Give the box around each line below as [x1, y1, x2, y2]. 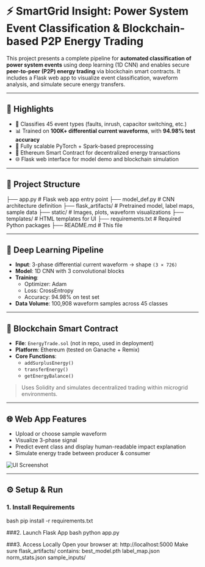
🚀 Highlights [6, 104, 54, 114]
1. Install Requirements [6, 503, 75, 511]
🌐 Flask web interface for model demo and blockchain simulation [15, 155, 179, 163]
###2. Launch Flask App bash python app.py [6, 529, 120, 536]
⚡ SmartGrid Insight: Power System [6, 4, 189, 18]
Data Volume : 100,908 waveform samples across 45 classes [15, 300, 168, 307]
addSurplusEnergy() [24, 360, 74, 367]
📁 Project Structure [6, 179, 81, 189]
